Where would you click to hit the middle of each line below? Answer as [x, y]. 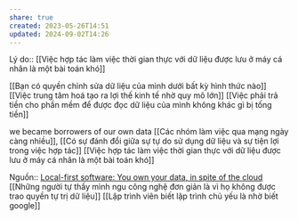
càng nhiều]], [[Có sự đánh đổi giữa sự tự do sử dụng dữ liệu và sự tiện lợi [144, 141]
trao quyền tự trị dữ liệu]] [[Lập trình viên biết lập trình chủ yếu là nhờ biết [144, 196]
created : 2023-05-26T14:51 [59, 26]
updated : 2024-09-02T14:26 [59, 34]
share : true [31, 17]
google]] [25, 206]
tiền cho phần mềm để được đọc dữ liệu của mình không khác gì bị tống [141, 105]
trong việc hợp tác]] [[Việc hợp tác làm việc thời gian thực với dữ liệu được [145, 151]
